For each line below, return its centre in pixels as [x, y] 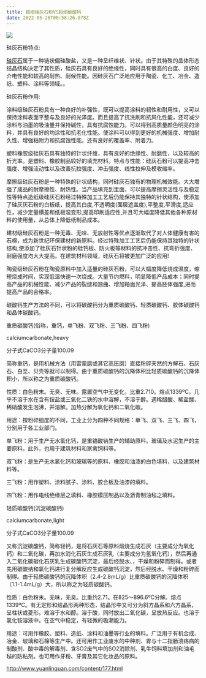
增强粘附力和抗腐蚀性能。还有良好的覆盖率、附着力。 [90, 140]
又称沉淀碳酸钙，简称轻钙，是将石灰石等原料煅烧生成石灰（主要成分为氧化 [100, 546]
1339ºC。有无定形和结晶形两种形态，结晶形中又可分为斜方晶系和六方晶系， [102, 605]
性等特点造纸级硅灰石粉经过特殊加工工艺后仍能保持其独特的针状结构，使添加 [103, 197]
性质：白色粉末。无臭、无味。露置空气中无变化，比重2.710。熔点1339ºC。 [100, 391]
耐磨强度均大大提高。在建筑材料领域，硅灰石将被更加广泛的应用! [88, 255]
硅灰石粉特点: [24, 47]
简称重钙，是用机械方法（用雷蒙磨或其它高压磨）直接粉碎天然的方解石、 [97, 363]
